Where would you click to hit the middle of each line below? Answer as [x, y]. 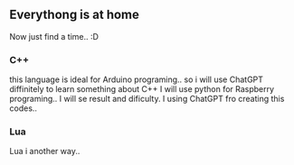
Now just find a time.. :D [54, 36]
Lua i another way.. [45, 151]
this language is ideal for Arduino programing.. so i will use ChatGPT [137, 79]
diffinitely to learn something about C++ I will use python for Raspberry [142, 89]
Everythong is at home [75, 15]
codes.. [24, 108]
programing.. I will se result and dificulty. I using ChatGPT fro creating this [147, 99]
